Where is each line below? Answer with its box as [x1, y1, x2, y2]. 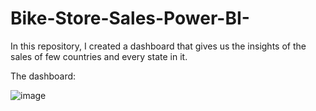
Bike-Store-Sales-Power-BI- [10, 7, 250, 30]
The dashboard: [10, 70, 77, 82]
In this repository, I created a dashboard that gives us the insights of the [10, 40, 307, 52]
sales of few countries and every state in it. [10, 50, 188, 62]
